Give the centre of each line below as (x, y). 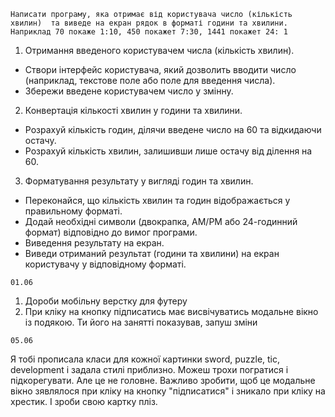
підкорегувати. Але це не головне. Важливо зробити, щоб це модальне (163, 380)
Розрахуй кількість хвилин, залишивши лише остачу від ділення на (168, 151)
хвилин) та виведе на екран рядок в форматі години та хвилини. (149, 23)
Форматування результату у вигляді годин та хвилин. (139, 181)
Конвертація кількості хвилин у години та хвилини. (133, 110)
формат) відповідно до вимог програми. (111, 232)
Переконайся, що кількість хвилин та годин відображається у (157, 200)
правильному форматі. (73, 211)
